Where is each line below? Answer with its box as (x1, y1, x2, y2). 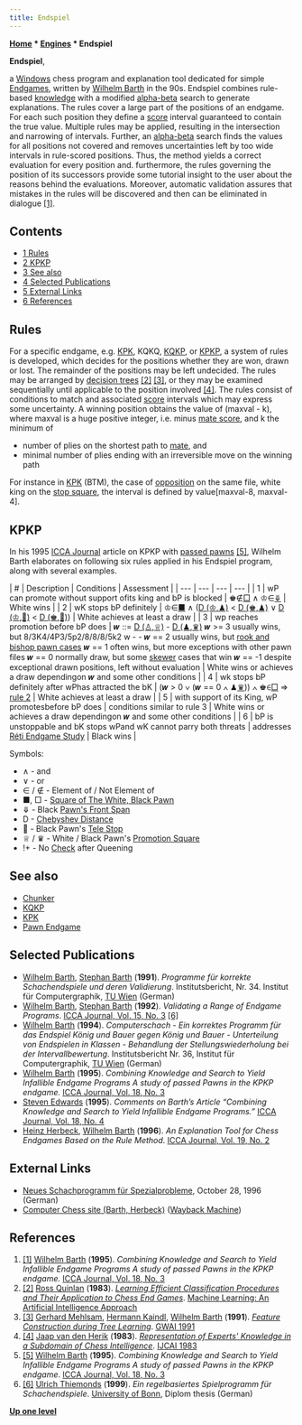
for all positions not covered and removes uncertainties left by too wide (9, 140, 274, 151)
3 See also (22, 267, 62, 278)
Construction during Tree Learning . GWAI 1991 (22, 1321, 196, 1332)
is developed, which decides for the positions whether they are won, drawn (9, 356, 289, 367)
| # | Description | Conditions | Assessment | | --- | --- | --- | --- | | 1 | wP (9, 583, 279, 594)
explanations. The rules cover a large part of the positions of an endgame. (9, 101, 285, 113)
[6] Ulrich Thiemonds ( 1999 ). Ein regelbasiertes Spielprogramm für (22, 1379, 272, 1390)
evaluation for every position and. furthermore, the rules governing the (9, 159, 272, 170)
